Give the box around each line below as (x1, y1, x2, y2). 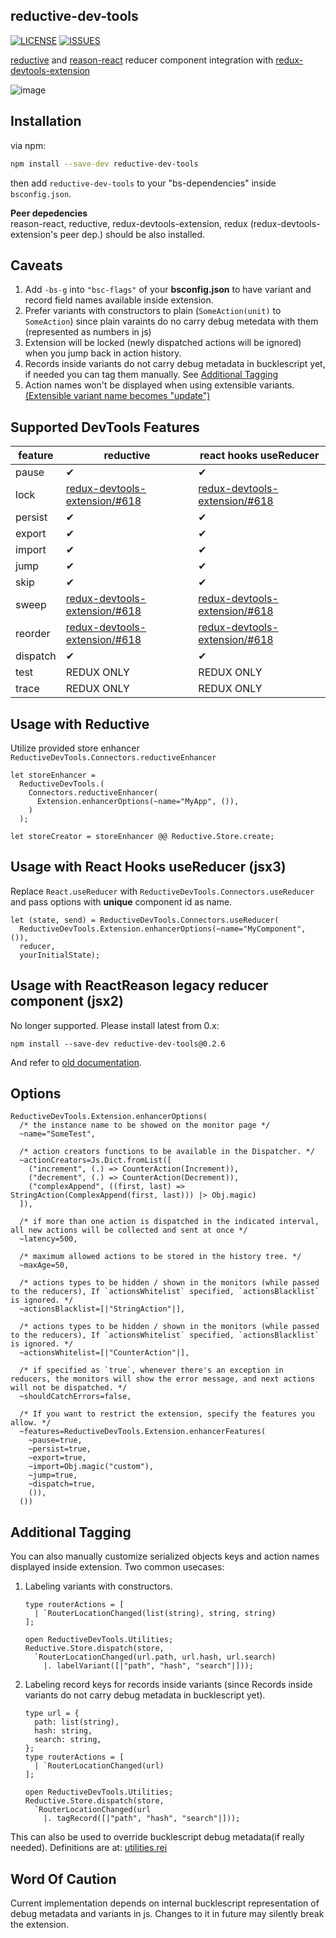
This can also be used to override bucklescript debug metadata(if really (10, 1831, 305, 1843)
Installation (10, 113, 82, 130)
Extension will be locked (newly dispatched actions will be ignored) (24, 337, 302, 349)
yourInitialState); (19, 950, 101, 960)
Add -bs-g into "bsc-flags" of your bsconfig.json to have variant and (24, 284, 312, 296)
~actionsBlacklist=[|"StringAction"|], (19, 1304, 186, 1314)
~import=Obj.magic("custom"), (28, 1462, 155, 1472)
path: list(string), (34, 1717, 120, 1728)
